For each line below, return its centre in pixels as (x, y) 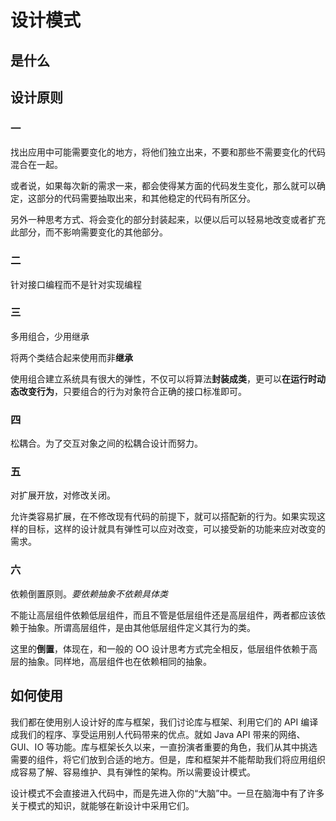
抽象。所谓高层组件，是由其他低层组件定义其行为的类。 (141, 627)
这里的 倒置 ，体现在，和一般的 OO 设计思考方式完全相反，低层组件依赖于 (160, 648)
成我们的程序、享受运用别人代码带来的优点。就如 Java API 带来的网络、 (158, 734)
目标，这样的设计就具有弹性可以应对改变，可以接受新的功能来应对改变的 (176, 529)
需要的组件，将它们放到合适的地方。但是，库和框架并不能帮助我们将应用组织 (168, 759)
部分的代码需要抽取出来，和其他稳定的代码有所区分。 (146, 198)
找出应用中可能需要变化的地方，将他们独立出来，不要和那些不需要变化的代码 (168, 152)
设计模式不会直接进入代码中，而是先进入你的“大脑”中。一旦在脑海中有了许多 (167, 793)
